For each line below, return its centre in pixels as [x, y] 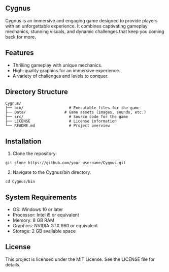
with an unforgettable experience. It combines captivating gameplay [77, 26]
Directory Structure [37, 92]
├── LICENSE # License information [61, 122]
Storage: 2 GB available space [44, 231]
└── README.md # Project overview [58, 126]
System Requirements [41, 197]
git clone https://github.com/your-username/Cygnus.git [65, 163]
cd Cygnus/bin [20, 182]
